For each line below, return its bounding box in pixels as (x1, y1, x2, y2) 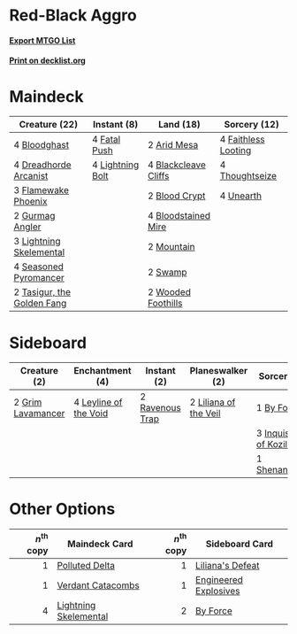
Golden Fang (13, 298, 67, 310)
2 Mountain (147, 241, 195, 253)
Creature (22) (19, 119, 78, 131)
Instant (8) (92, 119, 139, 131)
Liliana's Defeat (195, 559, 260, 571)
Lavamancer (13, 407, 65, 420)
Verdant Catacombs (57, 579, 140, 591)
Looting (219, 144, 252, 157)
